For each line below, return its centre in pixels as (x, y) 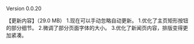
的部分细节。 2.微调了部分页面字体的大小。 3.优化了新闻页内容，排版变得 (95, 28)
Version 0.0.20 (24, 9)
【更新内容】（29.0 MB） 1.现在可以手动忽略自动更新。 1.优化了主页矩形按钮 (97, 21)
